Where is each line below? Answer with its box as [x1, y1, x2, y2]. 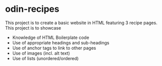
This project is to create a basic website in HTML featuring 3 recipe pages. [5, 20, 158, 26]
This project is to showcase [5, 25, 61, 31]
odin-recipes [5, 3, 59, 15]
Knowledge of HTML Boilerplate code [12, 34, 89, 40]
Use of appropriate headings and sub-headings [12, 39, 109, 45]
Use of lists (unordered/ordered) [12, 55, 79, 61]
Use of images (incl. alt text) [12, 50, 70, 56]
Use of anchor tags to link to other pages [12, 45, 97, 51]
